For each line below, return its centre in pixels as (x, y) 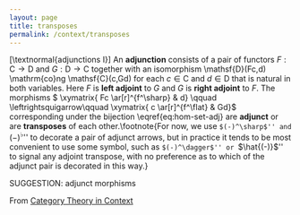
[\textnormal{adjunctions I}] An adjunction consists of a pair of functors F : (148, 60)
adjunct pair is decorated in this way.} (79, 166)
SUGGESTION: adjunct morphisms (73, 184)
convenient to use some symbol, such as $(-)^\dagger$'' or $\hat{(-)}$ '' (146, 147)
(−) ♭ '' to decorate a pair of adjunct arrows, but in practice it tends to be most (150, 137)
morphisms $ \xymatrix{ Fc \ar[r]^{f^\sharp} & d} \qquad (113, 98)
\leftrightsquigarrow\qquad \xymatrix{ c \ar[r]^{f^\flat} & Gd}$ (123, 107)
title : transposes (43, 26)
